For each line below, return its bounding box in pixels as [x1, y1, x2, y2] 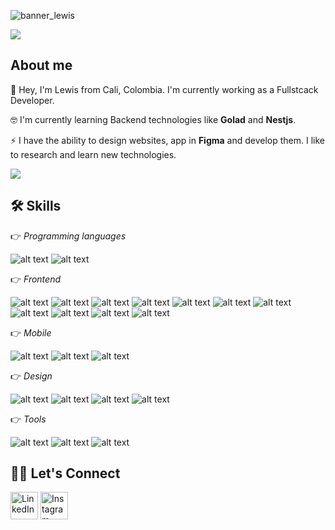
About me [10, 57, 73, 74]
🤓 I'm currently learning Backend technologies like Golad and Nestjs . [10, 113, 297, 125]
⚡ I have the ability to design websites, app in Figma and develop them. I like [10, 134, 326, 146]
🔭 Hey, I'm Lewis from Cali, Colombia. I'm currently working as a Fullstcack [10, 83, 319, 95]
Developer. [10, 94, 55, 106]
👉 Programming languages [10, 230, 127, 242]
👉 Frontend [10, 273, 61, 285]
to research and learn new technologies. [10, 148, 177, 160]
